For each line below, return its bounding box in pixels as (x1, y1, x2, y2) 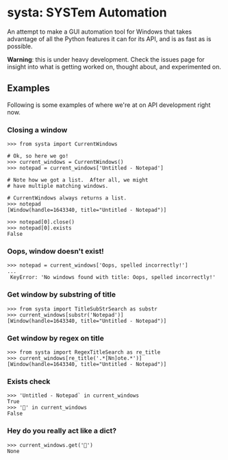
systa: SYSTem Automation (7, 5, 167, 21)
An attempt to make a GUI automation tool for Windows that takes (7, 27, 192, 36)
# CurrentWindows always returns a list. (7, 195, 127, 202)
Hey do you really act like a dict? (7, 426, 117, 436)
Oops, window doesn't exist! (7, 246, 104, 256)
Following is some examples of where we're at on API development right (7, 101, 211, 109)
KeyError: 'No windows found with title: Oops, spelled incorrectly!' (10, 274, 216, 281)
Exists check (7, 376, 51, 386)
